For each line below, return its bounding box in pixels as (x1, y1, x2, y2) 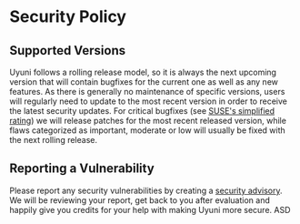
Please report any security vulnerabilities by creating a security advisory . (9, 185, 283, 196)
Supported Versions (9, 43, 125, 58)
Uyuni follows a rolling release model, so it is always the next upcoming (9, 66, 277, 77)
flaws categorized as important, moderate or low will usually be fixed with (9, 125, 286, 136)
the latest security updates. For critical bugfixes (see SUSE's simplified (9, 106, 275, 116)
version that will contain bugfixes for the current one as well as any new (9, 76, 279, 87)
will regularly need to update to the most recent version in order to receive (9, 96, 288, 107)
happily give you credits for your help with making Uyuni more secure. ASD (9, 204, 291, 215)
